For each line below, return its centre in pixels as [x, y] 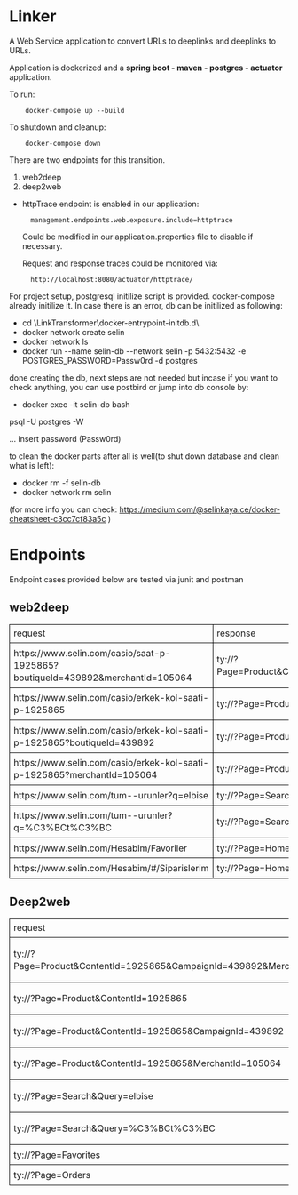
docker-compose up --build [75, 110]
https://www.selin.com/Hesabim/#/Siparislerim [111, 869]
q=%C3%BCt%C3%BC [63, 828]
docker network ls [55, 341]
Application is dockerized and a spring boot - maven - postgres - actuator [146, 68]
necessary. [42, 245]
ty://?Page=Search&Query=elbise [83, 1095]
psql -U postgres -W [47, 421]
